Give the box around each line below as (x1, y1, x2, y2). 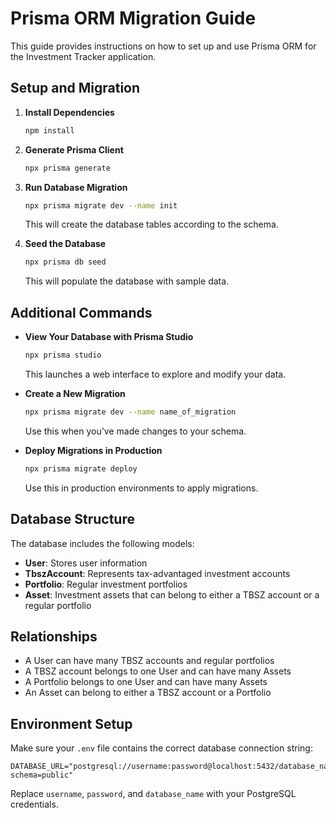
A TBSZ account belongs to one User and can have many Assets (24, 665, 292, 677)
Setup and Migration (10, 80, 141, 97)
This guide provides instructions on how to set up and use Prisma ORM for (10, 40, 317, 52)
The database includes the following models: (10, 537, 195, 549)
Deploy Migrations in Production (24, 444, 163, 456)
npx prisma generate (24, 163, 111, 173)
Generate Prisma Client (24, 143, 124, 156)
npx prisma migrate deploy (24, 463, 138, 474)
